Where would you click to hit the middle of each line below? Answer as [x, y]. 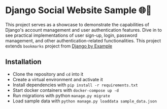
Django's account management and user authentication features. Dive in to [84, 30]
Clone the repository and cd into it [48, 74]
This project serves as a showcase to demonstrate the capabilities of [77, 24]
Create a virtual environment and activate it [58, 79]
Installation [23, 62]
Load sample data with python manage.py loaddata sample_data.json [85, 101]
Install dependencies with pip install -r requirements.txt [75, 85]
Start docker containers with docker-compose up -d [66, 90]
